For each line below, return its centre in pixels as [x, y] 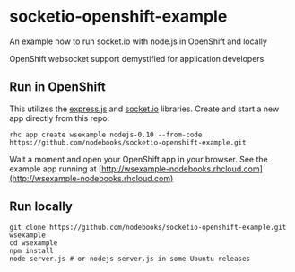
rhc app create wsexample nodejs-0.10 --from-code [106, 135]
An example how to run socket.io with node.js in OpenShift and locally [138, 41]
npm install [31, 250]
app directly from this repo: [60, 118]
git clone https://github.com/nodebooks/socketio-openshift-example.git [148, 227]
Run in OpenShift [57, 87]
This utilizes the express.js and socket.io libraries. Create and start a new [144, 109]
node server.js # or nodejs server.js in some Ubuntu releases [130, 259]
